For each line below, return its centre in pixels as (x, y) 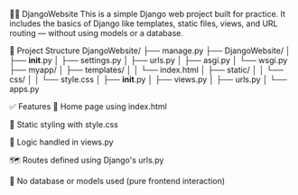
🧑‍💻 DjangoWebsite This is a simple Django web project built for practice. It (148, 14)
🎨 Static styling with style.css (64, 125)
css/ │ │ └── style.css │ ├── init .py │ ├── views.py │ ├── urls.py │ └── (148, 79)
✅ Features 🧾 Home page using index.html (88, 107)
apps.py (24, 89)
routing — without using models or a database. (96, 33)
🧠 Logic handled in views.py (62, 142)
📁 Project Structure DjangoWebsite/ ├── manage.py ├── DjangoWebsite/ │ (150, 51)
